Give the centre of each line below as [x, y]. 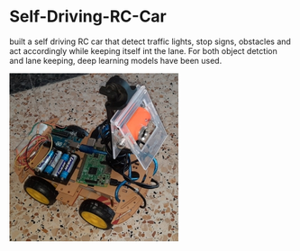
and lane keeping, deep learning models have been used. [116, 60]
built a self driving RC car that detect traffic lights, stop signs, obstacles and [150, 41]
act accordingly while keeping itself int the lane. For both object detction [143, 50]
